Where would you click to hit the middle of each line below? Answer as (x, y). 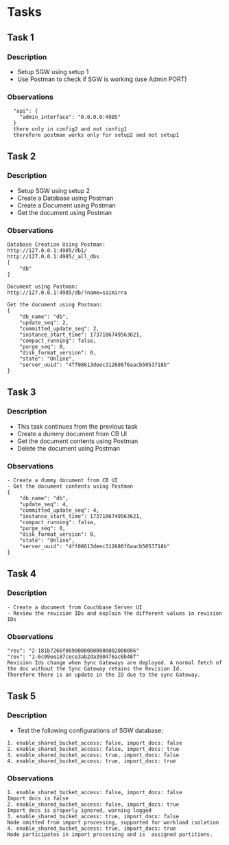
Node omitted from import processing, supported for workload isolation (113, 823)
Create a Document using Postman (67, 205)
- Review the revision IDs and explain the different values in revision (115, 613)
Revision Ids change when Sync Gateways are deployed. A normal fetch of (115, 663)
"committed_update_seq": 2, (59, 329)
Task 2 (22, 156)
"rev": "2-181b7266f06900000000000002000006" (73, 651)
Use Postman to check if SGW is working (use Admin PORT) (102, 79)
